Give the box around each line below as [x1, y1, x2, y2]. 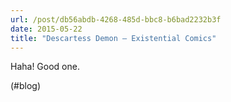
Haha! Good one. [10, 61, 80, 73]
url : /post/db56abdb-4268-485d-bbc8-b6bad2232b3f [10, 14, 222, 25]
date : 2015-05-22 [10, 24, 83, 34]
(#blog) [10, 80, 42, 92]
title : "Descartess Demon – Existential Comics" [10, 33, 217, 43]
